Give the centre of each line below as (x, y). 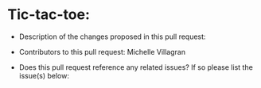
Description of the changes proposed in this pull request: (112, 36)
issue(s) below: (44, 75)
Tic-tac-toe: (49, 15)
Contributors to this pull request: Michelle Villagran (102, 52)
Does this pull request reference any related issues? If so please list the (136, 67)
